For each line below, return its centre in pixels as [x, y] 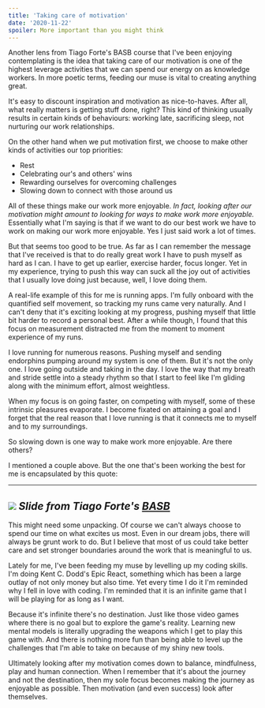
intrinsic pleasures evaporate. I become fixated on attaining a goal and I [124, 410]
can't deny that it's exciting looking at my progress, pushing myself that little [132, 312]
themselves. [28, 697]
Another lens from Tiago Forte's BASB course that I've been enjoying [120, 53]
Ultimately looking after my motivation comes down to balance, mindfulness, [132, 663]
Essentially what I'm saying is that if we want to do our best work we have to [132, 223]
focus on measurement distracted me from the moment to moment [116, 329]
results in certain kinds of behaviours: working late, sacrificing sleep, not [126, 118]
